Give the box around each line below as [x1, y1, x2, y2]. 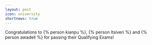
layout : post [5, 7, 32, 12]
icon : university [5, 12, 40, 16]
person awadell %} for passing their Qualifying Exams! [5, 34, 114, 40]
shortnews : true [5, 16, 38, 21]
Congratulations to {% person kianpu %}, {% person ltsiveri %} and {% [5, 30, 147, 35]
